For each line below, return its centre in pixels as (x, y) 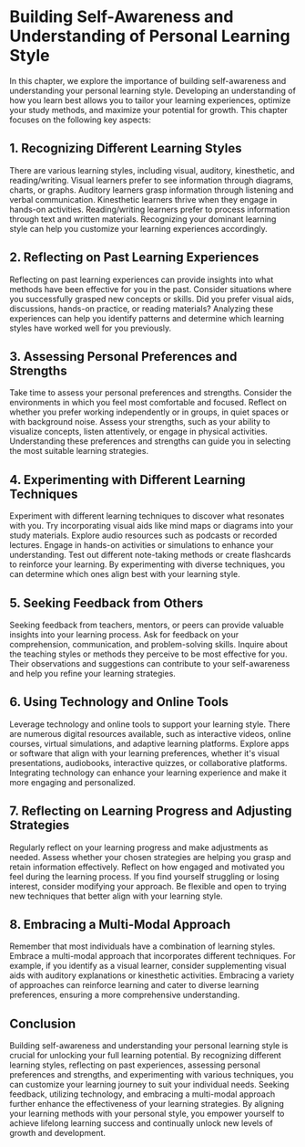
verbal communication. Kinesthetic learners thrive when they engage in (143, 199)
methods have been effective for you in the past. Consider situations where (151, 289)
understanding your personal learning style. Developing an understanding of (152, 90)
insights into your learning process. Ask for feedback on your (124, 635)
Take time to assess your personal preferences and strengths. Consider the (151, 393)
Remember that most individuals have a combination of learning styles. (142, 946)
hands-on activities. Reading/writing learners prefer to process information (150, 209)
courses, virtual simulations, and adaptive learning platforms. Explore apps (149, 743)
